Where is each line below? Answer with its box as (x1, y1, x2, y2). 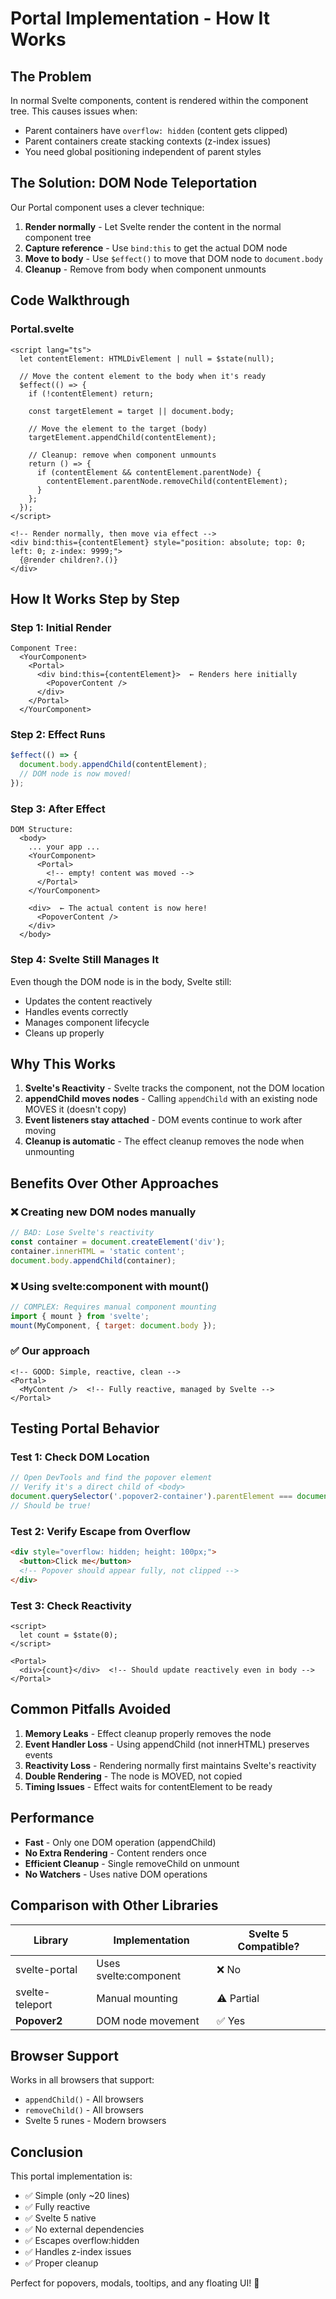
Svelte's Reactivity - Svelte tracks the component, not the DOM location (24, 1082, 325, 1094)
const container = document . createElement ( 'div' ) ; (10, 1237, 226, 1247)
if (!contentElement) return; (28, 388, 155, 399)
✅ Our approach (10, 1344, 90, 1358)
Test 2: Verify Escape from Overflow (10, 1524, 191, 1538)
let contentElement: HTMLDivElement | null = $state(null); (19, 353, 275, 364)
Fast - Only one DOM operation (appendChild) (24, 1836, 217, 1848)
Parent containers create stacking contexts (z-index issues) (24, 135, 272, 147)
